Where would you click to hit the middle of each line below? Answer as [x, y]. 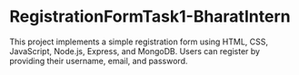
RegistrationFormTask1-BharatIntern [150, 17]
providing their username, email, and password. [99, 61]
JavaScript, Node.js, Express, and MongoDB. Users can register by [135, 51]
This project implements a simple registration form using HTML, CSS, [139, 42]
